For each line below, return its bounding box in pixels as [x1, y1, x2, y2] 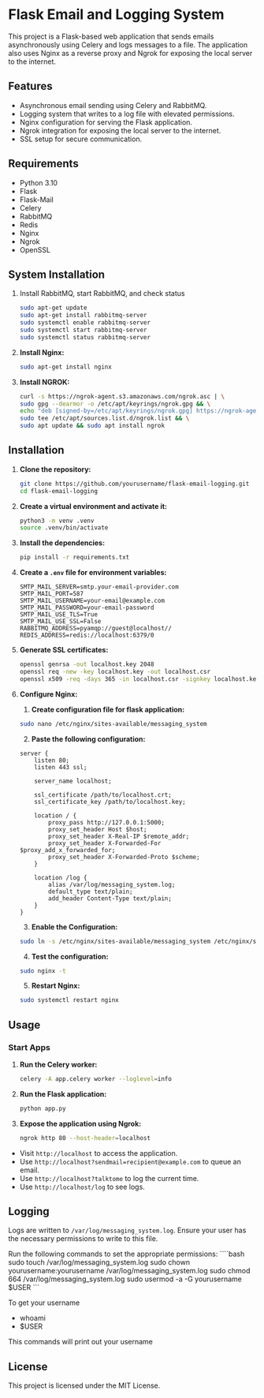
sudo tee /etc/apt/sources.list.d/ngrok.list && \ [19, 414, 190, 423]
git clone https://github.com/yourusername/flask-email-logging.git [19, 480, 250, 488]
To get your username [8, 1298, 80, 1307]
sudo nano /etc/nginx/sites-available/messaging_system [19, 720, 207, 727]
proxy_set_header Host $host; [48, 825, 147, 833]
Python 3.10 [19, 178, 58, 187]
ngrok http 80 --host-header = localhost [19, 1134, 151, 1142]
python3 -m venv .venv [19, 517, 95, 525]
